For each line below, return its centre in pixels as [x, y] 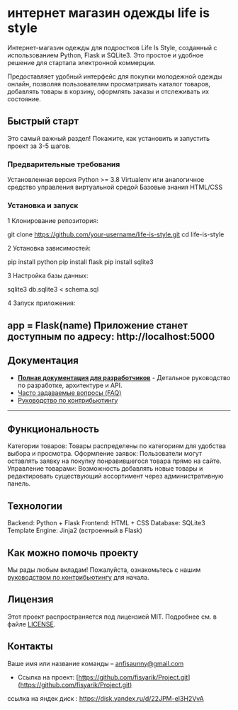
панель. [19, 483]
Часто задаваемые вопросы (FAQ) [69, 393]
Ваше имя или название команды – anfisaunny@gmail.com [96, 663]
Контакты [30, 647]
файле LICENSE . [32, 624]
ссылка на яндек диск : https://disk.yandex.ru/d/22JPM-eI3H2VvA [106, 698]
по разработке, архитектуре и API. [70, 385]
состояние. [24, 99]
